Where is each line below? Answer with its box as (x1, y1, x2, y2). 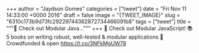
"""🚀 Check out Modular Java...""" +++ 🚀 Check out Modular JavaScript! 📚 (6, 25, 193, 32)
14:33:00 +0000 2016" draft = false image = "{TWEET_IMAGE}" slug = (6, 11, 180, 19)
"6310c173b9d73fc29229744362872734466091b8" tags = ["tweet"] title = (6, 18, 191, 25)
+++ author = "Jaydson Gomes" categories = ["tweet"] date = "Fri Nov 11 (6, 5, 186, 12)
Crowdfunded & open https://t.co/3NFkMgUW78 (6, 40, 127, 47)
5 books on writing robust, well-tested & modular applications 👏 (6, 33, 164, 40)
